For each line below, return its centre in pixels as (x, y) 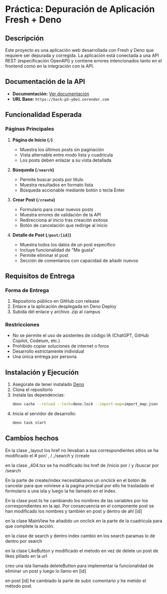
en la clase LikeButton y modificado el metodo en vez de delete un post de (82, 551)
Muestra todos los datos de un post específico (68, 244)
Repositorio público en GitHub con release (56, 301)
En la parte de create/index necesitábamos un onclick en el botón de (76, 480)
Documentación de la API (45, 82)
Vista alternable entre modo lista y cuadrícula (66, 155)
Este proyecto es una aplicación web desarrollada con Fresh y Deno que (80, 50)
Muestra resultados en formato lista (56, 185)
